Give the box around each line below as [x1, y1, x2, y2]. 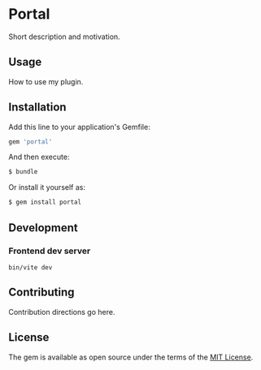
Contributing [8, 286, 75, 299]
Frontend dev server [8, 245, 91, 256]
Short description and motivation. [8, 32, 120, 41]
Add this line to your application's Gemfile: [8, 122, 150, 131]
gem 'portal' [8, 137, 53, 146]
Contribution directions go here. [8, 307, 115, 316]
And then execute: [8, 152, 70, 162]
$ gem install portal [8, 198, 82, 207]
